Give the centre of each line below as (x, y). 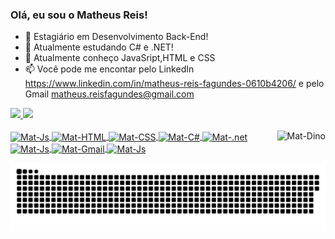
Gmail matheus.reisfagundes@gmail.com (109, 94)
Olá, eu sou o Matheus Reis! (79, 15)
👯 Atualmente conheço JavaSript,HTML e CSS (120, 58)
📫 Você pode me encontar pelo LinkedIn (109, 69)
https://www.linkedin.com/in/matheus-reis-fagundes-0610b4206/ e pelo (174, 84)
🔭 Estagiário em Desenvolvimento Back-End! (116, 37)
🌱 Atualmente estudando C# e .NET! (99, 47)
